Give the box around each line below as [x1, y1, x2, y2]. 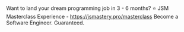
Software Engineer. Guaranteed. [6, 19, 85, 26]
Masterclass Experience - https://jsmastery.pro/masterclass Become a [6, 13, 179, 20]
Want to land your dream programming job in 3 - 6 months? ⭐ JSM [6, 5, 169, 12]
